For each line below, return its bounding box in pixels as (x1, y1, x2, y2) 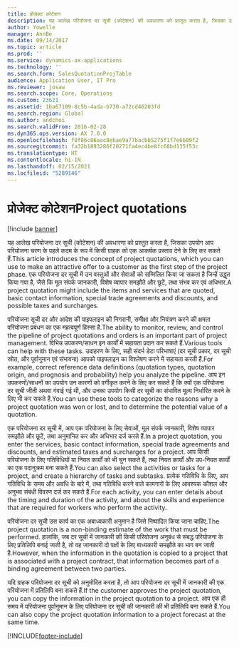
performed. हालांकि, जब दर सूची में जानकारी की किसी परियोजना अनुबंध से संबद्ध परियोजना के (7, 532, 223, 541)
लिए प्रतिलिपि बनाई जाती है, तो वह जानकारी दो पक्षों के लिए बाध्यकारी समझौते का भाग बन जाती (7, 540, 215, 549)
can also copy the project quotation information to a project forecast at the (7, 610, 226, 618)
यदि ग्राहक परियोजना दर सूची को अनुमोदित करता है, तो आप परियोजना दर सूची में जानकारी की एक (7, 578, 225, 586)
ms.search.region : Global (7, 110, 84, 117)
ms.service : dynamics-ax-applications (7, 57, 122, 64)
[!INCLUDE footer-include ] (7, 631, 83, 640)
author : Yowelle (7, 24, 55, 31)
